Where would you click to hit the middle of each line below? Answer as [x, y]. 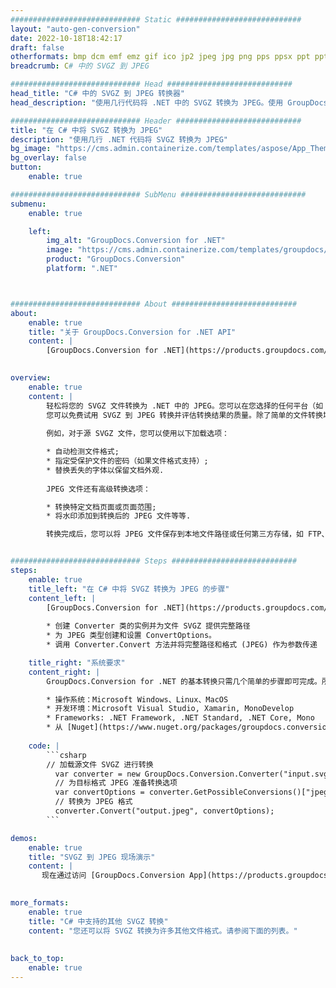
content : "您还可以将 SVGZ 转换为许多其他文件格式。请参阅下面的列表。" [163, 931]
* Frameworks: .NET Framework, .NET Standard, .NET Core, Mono [180, 718]
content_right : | [64, 672]
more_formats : [40, 903]
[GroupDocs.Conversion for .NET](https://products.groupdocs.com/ [187, 351]
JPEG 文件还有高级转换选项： [98, 489]
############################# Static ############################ [156, 19]
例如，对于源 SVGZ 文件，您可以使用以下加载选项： [138, 434]
